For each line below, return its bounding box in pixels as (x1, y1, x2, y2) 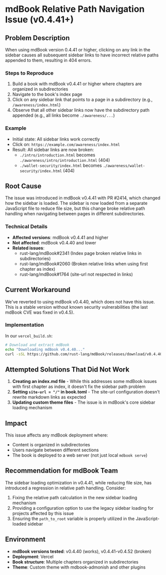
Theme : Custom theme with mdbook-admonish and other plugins (12, 564, 146, 570)
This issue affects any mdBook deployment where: (5, 432, 108, 438)
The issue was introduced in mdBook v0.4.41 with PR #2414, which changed (5, 195, 161, 201)
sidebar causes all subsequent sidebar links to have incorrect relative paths (5, 52, 159, 58)
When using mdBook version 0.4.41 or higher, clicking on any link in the (5, 47, 151, 52)
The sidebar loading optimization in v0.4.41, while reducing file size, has (5, 479, 152, 485)
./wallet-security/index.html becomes (19, 162, 102, 168)
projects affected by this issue (12, 510, 74, 516)
